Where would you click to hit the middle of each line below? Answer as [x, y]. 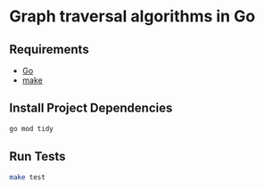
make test [28, 177]
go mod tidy [31, 128]
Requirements [49, 49]
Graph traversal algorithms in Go [132, 16]
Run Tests [37, 156]
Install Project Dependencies [91, 108]
